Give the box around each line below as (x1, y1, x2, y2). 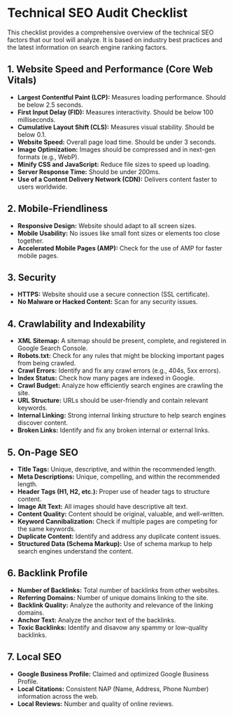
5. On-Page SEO (7, 446, 78, 458)
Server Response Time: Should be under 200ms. (17, 167, 161, 176)
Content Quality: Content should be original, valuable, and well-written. (17, 510, 225, 518)
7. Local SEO (7, 651, 62, 663)
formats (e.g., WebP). (17, 152, 79, 161)
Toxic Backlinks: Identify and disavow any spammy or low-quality (17, 623, 209, 632)
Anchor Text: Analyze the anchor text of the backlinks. (17, 615, 176, 624)
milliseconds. (17, 115, 56, 123)
